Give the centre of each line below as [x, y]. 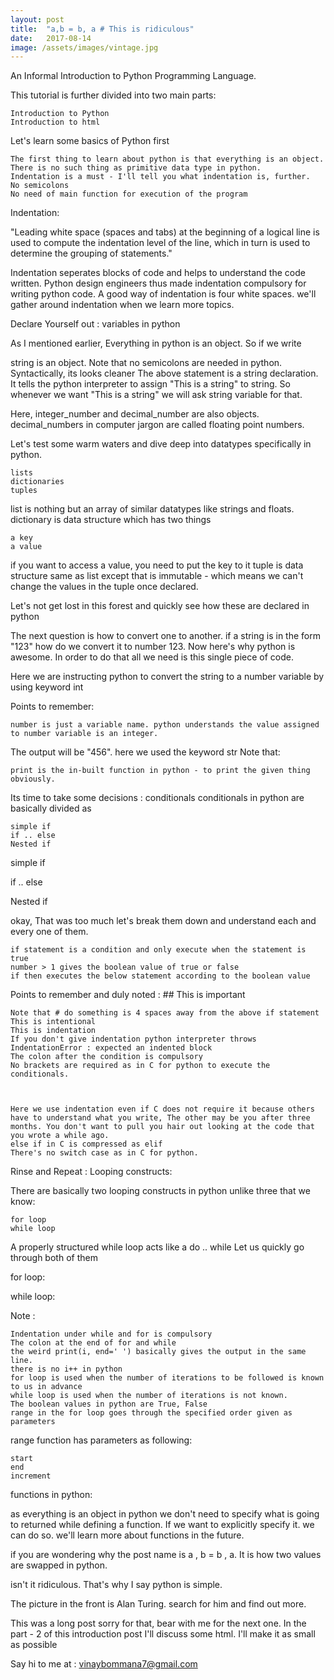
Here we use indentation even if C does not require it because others [162, 1109]
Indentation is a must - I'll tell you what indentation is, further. [160, 177]
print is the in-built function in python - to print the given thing [160, 771]
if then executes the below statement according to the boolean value [160, 976]
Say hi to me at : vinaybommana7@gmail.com [104, 1664]
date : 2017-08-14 [51, 38]
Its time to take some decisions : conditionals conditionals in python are [157, 798]
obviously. [33, 779]
